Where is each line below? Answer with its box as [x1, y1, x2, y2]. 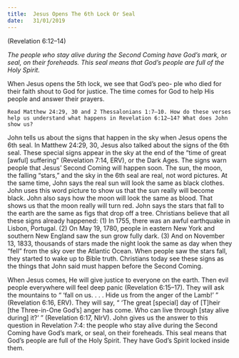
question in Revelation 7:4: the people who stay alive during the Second [7, 321, 218, 330]
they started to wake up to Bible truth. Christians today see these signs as [7, 254, 225, 263]
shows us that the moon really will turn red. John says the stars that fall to [7, 201, 225, 210]
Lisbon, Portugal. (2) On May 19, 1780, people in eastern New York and [7, 223, 215, 232]
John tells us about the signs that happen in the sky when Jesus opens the [7, 133, 228, 142]
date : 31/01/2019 [7, 17, 66, 24]
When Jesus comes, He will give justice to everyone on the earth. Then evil [7, 275, 229, 284]
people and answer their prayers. [7, 94, 105, 103]
